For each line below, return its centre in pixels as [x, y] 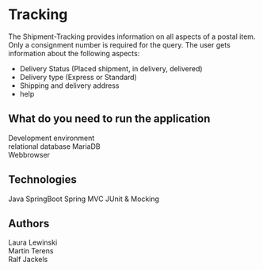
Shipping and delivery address [69, 86]
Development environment [51, 138]
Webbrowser [29, 154]
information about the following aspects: [74, 53]
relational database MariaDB [54, 146]
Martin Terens [31, 251]
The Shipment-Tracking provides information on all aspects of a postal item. [132, 36]
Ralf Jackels [28, 260]
